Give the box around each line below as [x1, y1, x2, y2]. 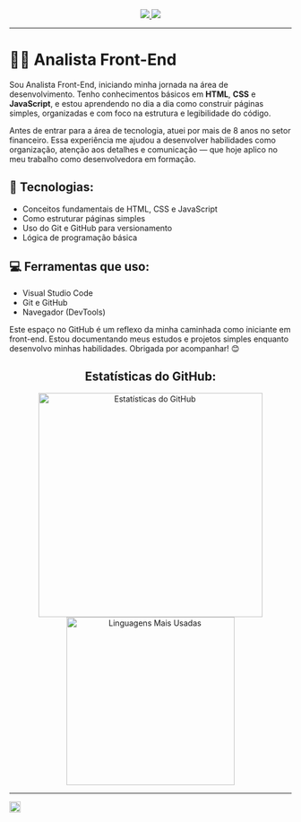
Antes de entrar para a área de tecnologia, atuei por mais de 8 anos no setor [9, 125, 291, 135]
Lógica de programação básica [21, 232, 138, 243]
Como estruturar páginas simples [21, 212, 146, 223]
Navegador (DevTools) [21, 307, 106, 317]
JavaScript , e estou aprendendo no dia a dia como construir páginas [9, 98, 264, 108]
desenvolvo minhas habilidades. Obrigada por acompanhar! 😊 [9, 342, 240, 353]
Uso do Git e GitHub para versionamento [21, 222, 173, 233]
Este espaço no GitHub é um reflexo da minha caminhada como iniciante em [9, 324, 291, 334]
